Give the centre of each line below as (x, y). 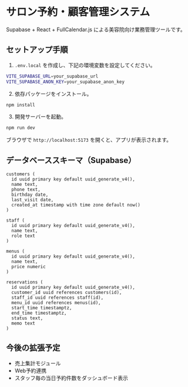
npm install (21, 105)
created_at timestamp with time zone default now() (76, 205)
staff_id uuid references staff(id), (58, 298)
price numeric (28, 267)
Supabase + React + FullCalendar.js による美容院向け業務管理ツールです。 (96, 29)
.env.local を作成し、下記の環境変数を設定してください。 (85, 65)
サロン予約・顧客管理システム (78, 12)
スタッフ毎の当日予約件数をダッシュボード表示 (71, 378)
